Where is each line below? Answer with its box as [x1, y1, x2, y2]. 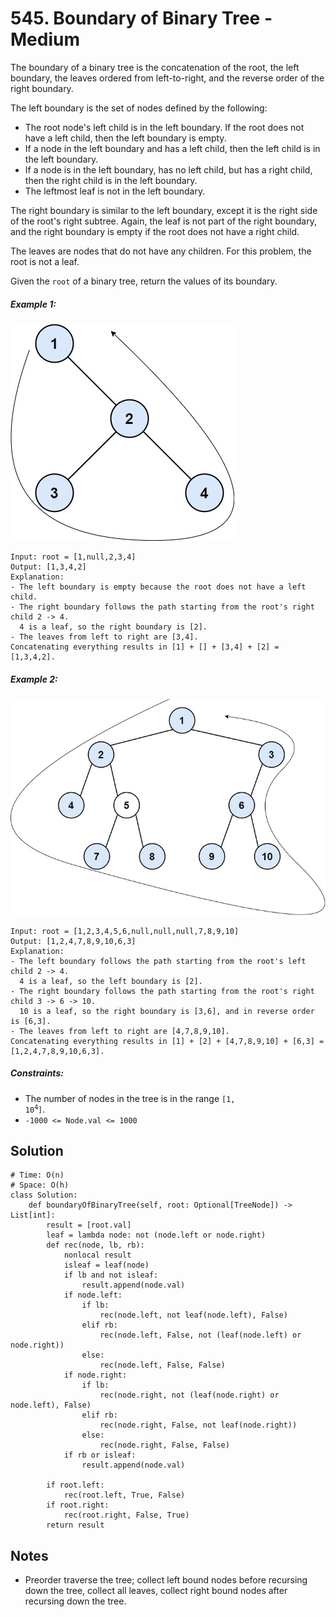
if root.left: [46, 1480, 105, 1491]
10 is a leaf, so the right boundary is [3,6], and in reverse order [19, 1006, 315, 1016]
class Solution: [10, 1190, 78, 1201]
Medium [10, 28, 80, 51]
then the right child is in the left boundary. [24, 174, 198, 186]
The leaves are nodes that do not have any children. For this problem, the [10, 245, 312, 257]
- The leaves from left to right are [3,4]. [10, 632, 199, 642]
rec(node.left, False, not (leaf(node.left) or [99, 1330, 302, 1341]
